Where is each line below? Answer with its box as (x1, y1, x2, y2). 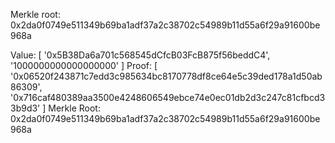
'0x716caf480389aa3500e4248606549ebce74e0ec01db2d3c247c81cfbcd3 (10, 92, 326, 103)
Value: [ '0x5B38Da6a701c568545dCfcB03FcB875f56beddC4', (10, 49, 271, 61)
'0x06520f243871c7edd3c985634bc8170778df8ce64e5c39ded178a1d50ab (10, 70, 323, 82)
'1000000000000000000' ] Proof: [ (10, 60, 158, 71)
